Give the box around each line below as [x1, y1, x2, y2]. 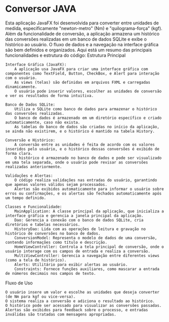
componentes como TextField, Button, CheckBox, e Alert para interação [5, 71, 159, 76]
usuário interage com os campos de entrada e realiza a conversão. [5, 248, 151, 254]
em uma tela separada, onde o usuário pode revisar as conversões [5, 159, 148, 165]
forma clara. [5, 151, 33, 156]
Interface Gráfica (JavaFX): [5, 62, 67, 67]
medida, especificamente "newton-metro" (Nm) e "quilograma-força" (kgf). [5, 25, 163, 31]
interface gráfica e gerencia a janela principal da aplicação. [5, 213, 144, 218]
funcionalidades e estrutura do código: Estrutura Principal [5, 52, 126, 58]
